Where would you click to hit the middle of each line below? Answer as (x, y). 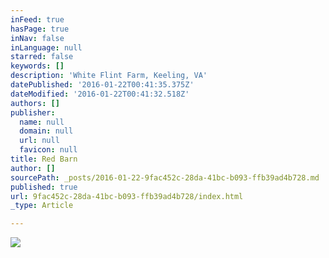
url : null (39, 141)
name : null (42, 122)
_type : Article (42, 206)
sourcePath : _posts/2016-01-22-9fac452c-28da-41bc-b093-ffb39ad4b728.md (165, 177)
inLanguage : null (46, 47)
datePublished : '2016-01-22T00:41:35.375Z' (102, 85)
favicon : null (48, 150)
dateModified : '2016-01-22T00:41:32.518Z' (100, 94)
